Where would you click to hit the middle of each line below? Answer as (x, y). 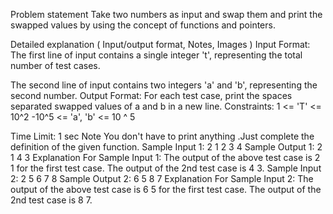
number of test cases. (55, 65)
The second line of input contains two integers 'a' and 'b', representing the (164, 85)
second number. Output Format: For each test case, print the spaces (151, 95)
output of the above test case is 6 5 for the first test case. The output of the (166, 189)
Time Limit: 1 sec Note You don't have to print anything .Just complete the (162, 136)
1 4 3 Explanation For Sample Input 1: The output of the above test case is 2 (165, 157)
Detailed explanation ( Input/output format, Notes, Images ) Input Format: (160, 44)
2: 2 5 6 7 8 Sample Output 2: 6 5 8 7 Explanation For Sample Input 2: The (162, 178)
